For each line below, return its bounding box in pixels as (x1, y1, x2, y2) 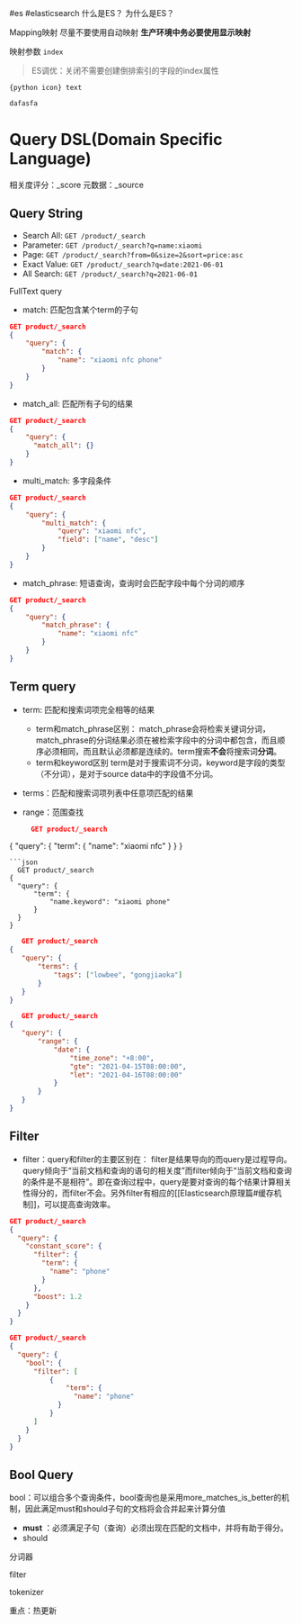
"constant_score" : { (25, 1241, 102, 1251)
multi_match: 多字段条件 (22, 475, 112, 486)
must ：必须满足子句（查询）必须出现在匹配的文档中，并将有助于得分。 (22, 1522, 289, 1533)
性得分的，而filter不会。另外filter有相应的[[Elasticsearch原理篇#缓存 (22, 1187, 274, 1198)
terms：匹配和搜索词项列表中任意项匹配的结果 (22, 787, 194, 798)
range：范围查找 (22, 807, 84, 817)
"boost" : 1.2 (32, 1292, 83, 1301)
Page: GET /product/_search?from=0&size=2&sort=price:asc (22, 248, 244, 259)
